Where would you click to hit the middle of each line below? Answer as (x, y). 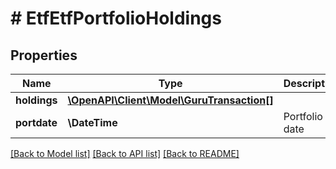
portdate (36, 122)
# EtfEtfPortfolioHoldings (116, 18)
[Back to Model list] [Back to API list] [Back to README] (125, 153)
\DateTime (92, 122)
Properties (44, 55)
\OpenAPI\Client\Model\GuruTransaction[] (170, 100)
